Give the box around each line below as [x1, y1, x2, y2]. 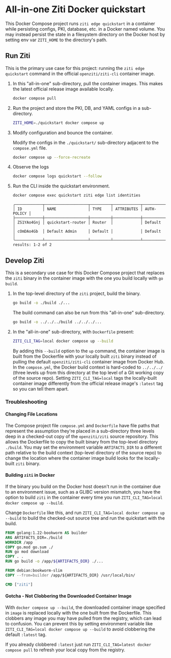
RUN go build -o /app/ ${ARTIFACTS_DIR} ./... [5, 559, 103, 564]
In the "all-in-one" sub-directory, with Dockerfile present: [12, 328, 134, 335]
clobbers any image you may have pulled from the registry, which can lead [5, 615, 162, 621]
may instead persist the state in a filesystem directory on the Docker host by [5, 31, 165, 37]
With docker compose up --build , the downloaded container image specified [5, 604, 165, 611]
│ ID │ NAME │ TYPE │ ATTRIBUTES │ [12, 207, 143, 212]
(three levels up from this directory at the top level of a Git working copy [12, 369, 164, 376]
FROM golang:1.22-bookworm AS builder [5, 530, 88, 535]
